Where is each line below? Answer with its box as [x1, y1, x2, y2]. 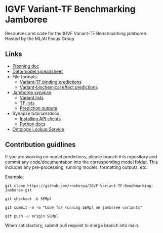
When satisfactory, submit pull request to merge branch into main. [5, 222, 140, 228]
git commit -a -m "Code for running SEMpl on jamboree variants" [5, 205, 142, 210]
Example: [5, 174, 24, 180]
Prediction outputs [19, 105, 58, 111]
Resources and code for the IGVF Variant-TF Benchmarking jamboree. [5, 30, 148, 36]
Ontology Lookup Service [12, 126, 65, 132]
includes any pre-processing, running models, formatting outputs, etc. [5, 164, 148, 170]
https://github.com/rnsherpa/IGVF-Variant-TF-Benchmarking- [27, 183, 154, 188]
